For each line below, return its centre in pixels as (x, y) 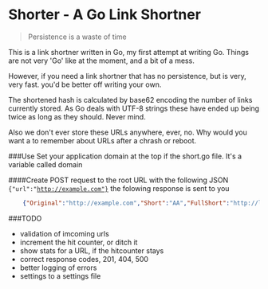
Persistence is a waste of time (77, 37)
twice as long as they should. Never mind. (77, 116)
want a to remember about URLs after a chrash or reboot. (102, 140)
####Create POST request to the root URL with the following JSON (118, 180)
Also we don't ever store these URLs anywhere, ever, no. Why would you (128, 132)
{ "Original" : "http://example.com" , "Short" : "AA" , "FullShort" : (126, 203)
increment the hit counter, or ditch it (79, 242)
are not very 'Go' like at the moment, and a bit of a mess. (102, 61)
